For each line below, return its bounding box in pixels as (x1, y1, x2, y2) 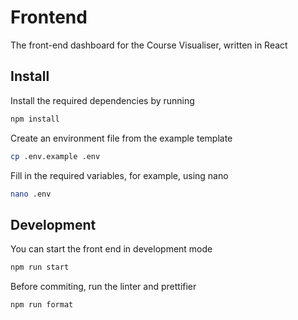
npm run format (10, 300, 74, 310)
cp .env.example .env (10, 151, 101, 161)
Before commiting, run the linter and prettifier (10, 281, 197, 293)
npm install (10, 114, 60, 124)
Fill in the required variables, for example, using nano (10, 169, 229, 181)
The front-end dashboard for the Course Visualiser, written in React (10, 39, 288, 51)
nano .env (10, 189, 52, 199)
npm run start (10, 262, 70, 273)
